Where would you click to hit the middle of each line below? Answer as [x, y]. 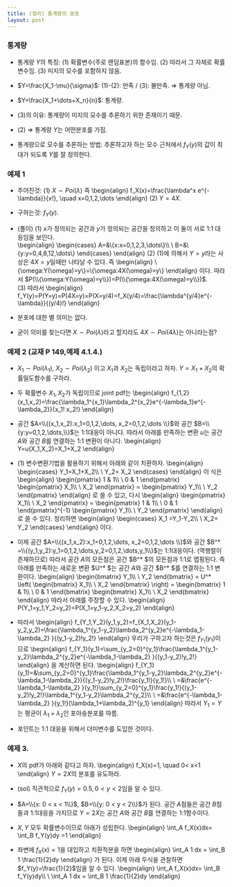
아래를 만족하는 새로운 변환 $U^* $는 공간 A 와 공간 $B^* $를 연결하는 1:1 [115, 568]
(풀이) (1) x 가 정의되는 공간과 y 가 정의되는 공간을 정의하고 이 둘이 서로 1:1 [115, 228]
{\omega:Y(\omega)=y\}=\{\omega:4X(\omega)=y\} [91, 270]
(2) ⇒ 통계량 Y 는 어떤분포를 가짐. [62, 130]
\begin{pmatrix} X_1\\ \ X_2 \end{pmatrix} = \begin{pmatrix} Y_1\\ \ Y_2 [117, 487]
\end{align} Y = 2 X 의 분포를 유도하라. [69, 773]
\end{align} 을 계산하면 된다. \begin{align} [75, 665]
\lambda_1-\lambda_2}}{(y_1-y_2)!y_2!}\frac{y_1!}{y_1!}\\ [94, 680]
